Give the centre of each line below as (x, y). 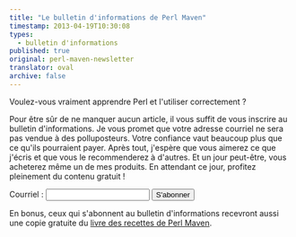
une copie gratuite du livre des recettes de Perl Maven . (111, 223)
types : (22, 34)
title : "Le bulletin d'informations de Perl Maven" (108, 18)
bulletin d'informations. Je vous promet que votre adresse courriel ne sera (147, 128)
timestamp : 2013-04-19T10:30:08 (70, 26)
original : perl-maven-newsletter (72, 59)
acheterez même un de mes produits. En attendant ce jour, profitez (133, 166)
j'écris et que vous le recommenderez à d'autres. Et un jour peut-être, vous (148, 157)
